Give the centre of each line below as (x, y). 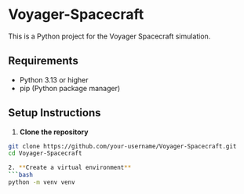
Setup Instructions (55, 113)
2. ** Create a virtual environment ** (70, 168)
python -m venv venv (42, 182)
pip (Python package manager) (70, 88)
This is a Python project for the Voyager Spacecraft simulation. (109, 36)
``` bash (21, 175)
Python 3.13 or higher (54, 79)
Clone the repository (54, 132)
